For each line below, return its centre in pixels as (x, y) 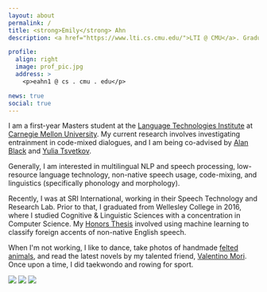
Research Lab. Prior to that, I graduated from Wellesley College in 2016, (125, 207)
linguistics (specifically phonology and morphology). (94, 183)
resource (23, 175)
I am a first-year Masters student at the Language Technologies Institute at (130, 126)
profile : (23, 52)
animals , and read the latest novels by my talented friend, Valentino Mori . (128, 256)
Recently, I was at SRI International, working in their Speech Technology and (133, 198)
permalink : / (30, 23)
